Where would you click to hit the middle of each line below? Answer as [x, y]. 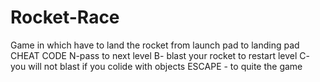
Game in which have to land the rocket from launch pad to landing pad [155, 45]
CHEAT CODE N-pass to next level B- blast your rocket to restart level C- [160, 55]
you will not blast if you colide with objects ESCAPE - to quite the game [156, 66]
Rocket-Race [65, 17]
